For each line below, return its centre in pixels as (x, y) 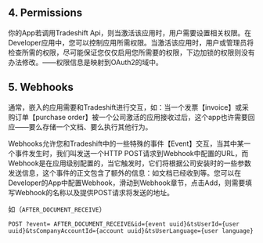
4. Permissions (45, 13)
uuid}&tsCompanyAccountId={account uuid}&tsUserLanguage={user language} (131, 230)
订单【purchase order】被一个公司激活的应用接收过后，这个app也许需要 (131, 117)
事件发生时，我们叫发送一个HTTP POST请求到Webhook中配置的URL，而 (131, 153)
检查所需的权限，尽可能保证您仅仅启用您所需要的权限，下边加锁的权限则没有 (131, 52)
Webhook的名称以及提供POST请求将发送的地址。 (94, 192)
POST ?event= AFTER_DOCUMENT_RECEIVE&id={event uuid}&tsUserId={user (124, 224)
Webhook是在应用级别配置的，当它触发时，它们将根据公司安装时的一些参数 (130, 163)
